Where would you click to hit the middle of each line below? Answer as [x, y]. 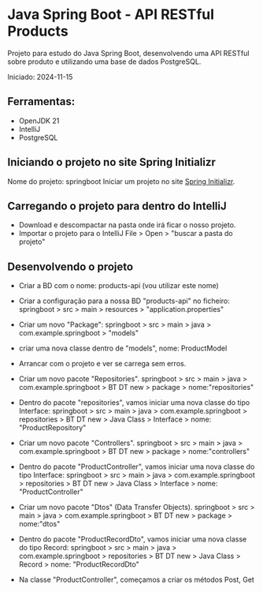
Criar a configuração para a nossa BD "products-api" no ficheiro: [124, 301]
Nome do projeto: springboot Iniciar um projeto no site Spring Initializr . [121, 181]
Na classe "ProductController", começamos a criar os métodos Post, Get [137, 580]
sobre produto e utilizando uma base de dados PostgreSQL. [104, 62]
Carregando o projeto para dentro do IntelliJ [117, 206]
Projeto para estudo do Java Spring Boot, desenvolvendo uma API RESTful [128, 53]
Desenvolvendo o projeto [70, 266]
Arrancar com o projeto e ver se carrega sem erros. [102, 364]
